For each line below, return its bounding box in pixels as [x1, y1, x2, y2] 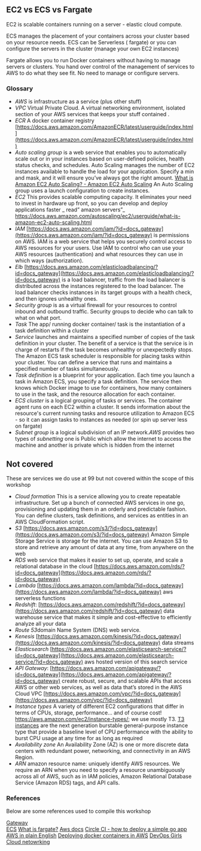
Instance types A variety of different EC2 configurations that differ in [14, 702, 184, 710]
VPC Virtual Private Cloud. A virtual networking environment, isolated [14, 104, 185, 111]
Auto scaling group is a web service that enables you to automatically [14, 149, 187, 156]
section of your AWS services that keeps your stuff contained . [14, 111, 170, 118]
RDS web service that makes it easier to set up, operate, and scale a [14, 556, 184, 564]
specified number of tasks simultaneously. [14, 365, 120, 372]
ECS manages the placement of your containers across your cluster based [6, 32, 190, 40]
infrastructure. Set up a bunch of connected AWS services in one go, [14, 499, 185, 506]
